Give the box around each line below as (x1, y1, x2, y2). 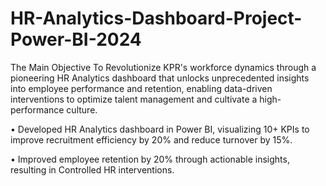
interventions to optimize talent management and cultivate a (10, 93, 258, 105)
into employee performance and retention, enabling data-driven (10, 82, 273, 94)
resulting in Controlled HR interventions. (10, 163, 175, 176)
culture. (66, 103, 98, 116)
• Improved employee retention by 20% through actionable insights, (10, 153, 290, 165)
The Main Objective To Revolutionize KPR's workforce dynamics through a (10, 61, 317, 73)
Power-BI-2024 (10, 28, 142, 51)
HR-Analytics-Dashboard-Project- (10, 7, 303, 30)
